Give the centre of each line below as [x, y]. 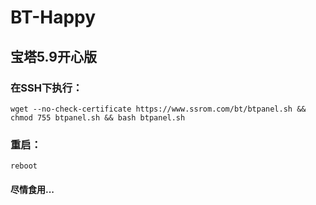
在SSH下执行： [46, 88]
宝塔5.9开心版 [53, 56]
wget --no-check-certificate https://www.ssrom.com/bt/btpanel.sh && [158, 109]
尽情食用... [32, 189]
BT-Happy [53, 17]
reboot [24, 166]
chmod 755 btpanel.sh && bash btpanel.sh [98, 117]
